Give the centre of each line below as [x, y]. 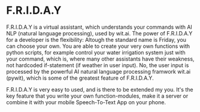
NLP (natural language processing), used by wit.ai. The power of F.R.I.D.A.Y [99, 33]
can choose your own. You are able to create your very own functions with [98, 46]
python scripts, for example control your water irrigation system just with [96, 52]
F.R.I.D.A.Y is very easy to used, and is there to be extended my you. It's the [100, 89]
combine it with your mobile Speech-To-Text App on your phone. [86, 102]
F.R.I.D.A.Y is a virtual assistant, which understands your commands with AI [99, 27]
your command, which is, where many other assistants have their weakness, [100, 59]
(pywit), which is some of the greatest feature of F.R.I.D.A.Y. [80, 78]
